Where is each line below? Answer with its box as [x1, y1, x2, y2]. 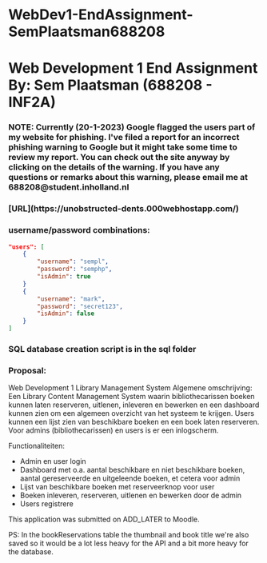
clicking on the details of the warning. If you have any [8, 162, 220, 173]
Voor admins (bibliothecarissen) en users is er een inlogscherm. [8, 425, 219, 435]
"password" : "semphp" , [37, 266, 113, 274]
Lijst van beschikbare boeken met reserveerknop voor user [19, 482, 215, 492]
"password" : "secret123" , [37, 302, 124, 310]
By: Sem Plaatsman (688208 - [8, 76, 213, 94]
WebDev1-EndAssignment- [8, 6, 193, 24]
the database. [8, 547, 54, 557]
